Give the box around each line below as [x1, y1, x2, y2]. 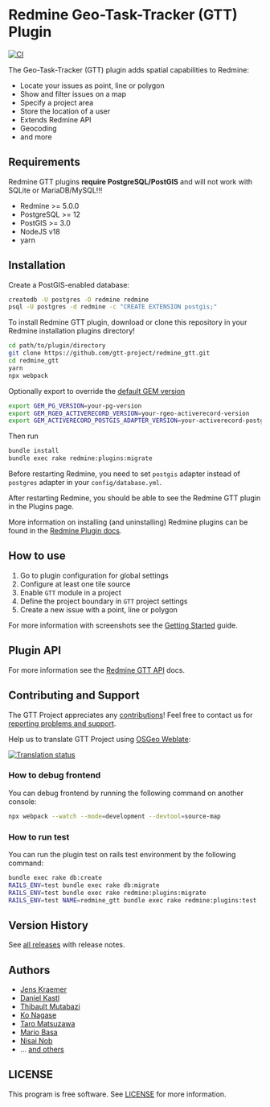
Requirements [8, 155, 80, 169]
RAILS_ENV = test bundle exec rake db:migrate [8, 881, 160, 889]
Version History [8, 918, 88, 932]
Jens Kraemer [19, 985, 67, 994]
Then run [8, 431, 39, 441]
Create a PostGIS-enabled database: [8, 280, 130, 289]
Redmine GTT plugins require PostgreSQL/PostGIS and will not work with [8, 176, 253, 186]
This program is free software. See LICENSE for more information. [8, 1089, 227, 1099]
